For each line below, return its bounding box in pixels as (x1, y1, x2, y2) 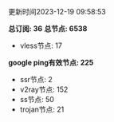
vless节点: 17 (19, 41, 62, 50)
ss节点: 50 (19, 95, 54, 104)
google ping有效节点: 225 (8, 58, 94, 67)
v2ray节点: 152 (19, 85, 69, 94)
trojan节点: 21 (19, 104, 65, 114)
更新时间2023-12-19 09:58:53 (8, 7, 106, 16)
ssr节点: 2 (19, 75, 53, 84)
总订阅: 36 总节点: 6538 (8, 24, 88, 33)
